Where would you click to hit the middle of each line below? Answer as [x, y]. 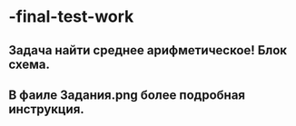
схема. [30, 64]
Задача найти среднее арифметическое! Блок [148, 50]
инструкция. [47, 109]
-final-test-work [71, 17]
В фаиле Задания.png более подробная [127, 95]
